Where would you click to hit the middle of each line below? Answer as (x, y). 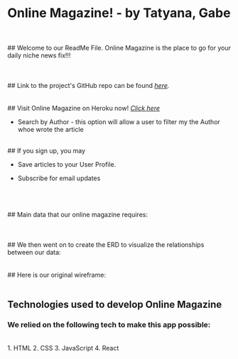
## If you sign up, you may (47, 150)
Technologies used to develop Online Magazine (115, 305)
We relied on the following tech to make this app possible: (109, 325)
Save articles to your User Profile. (67, 164)
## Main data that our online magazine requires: (77, 214)
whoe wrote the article (50, 129)
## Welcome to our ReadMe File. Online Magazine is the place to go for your (119, 48)
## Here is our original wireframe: (57, 275)
